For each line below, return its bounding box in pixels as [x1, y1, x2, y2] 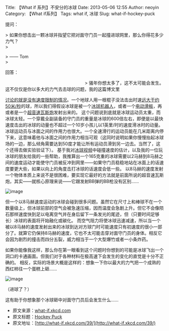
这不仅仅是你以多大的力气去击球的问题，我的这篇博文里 [5, 86, 120, 92]
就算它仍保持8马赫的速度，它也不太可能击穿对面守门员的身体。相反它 [18, 230, 162, 236]
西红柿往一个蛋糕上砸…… [5, 266, 57, 272]
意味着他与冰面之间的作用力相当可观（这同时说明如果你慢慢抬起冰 [22, 134, 159, 140]
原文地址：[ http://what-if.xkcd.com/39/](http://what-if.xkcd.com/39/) [12, 320, 156, 326]
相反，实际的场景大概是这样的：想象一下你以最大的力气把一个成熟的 [19, 260, 161, 265]
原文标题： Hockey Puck [12, 314, 62, 319]
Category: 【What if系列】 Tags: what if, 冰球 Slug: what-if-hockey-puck [5, 11, 155, 17]
